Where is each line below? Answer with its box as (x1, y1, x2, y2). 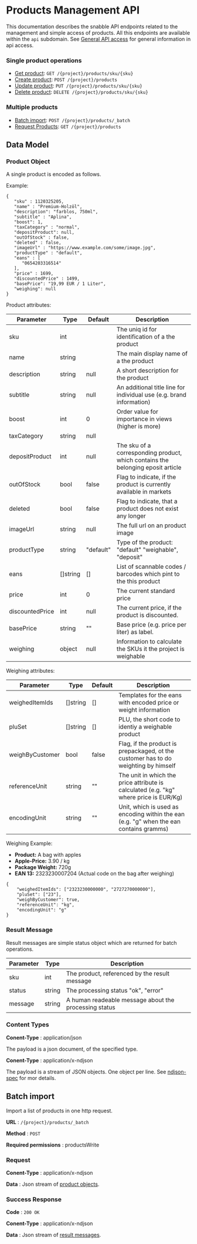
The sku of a (116, 441, 151, 450)
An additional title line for (116, 383, 185, 391)
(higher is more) (116, 423, 161, 431)
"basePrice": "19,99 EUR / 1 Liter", (13, 281, 107, 287)
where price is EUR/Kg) (118, 793, 183, 802)
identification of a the (116, 333, 175, 341)
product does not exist (116, 505, 179, 513)
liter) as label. (116, 628, 154, 636)
